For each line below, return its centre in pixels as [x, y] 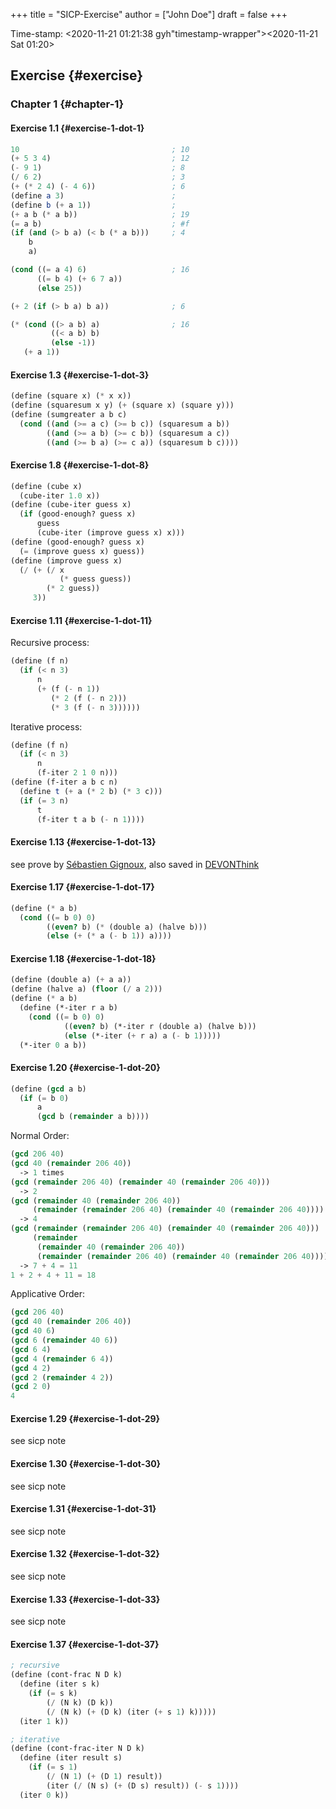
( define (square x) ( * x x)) [71, 396]
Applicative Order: [48, 1294]
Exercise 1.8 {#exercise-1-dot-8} [80, 465]
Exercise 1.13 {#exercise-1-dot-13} [83, 841]
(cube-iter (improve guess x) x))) [111, 533]
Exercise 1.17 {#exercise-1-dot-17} [82, 887]
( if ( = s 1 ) [53, 1767]
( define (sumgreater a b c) [69, 414]
